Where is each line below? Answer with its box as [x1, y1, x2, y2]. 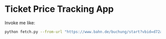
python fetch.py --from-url [4, 29, 63, 34]
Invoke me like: [4, 20, 35, 26]
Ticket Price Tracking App [4, 3, 114, 15]
